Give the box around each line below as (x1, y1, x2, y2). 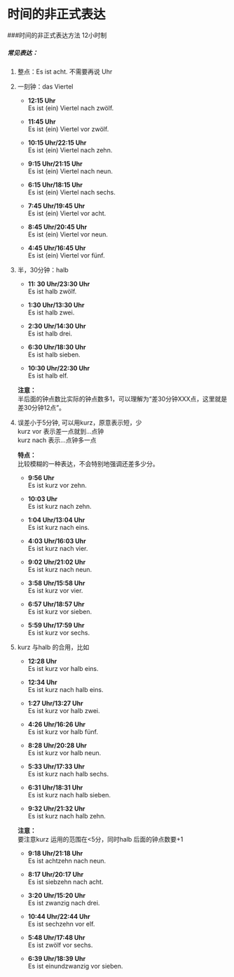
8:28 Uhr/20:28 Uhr (27, 741, 88, 750)
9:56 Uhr (27, 473, 55, 481)
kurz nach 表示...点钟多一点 (17, 436, 97, 444)
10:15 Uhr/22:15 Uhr (27, 138, 87, 147)
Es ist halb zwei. (27, 308, 75, 317)
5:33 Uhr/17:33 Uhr (27, 762, 85, 771)
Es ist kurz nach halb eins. (27, 685, 104, 693)
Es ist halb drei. (27, 329, 72, 338)
